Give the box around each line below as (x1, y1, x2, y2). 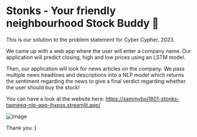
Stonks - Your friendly (6, 4, 116, 18)
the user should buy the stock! (6, 83, 80, 91)
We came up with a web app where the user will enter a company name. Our (6, 47, 192, 54)
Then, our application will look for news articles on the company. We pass (6, 65, 185, 72)
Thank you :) (6, 124, 37, 131)
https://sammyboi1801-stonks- (105, 95, 180, 102)
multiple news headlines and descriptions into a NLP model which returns (6, 71, 184, 78)
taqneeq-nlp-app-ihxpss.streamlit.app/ (6, 101, 101, 108)
